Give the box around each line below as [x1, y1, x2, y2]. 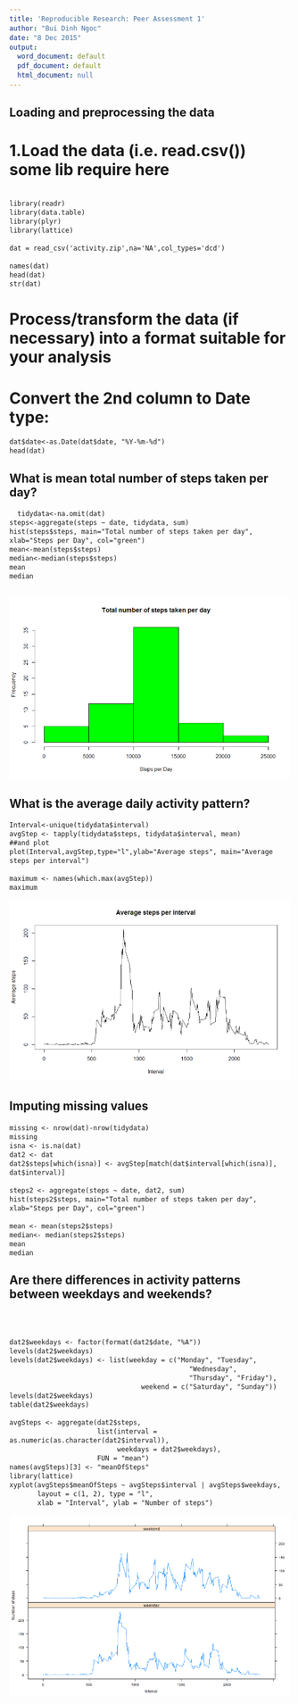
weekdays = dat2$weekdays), [117, 1445, 221, 1454]
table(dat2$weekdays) [9, 1401, 90, 1409]
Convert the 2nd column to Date [9, 388, 252, 408]
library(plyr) [9, 217, 62, 227]
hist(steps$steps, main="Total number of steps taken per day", [9, 528, 253, 536]
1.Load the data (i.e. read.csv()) [9, 141, 247, 161]
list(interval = [96, 1427, 158, 1436]
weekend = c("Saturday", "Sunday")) [141, 1383, 277, 1392]
